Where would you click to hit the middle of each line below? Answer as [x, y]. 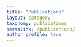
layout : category [29, 18]
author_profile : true [34, 35]
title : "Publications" [35, 12]
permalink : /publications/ [41, 29]
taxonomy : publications [37, 23]
